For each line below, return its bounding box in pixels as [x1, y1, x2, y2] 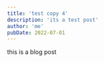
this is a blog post [7, 48, 56, 56]
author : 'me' [7, 23, 44, 29]
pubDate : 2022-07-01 [7, 29, 66, 36]
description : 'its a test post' [7, 16, 99, 23]
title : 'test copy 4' [7, 10, 69, 17]
